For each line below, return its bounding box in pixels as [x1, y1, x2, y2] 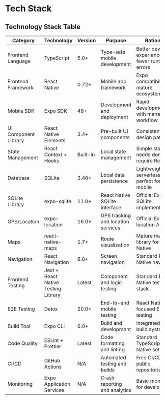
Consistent [136, 128, 161, 134]
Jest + [44, 267, 59, 274]
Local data [100, 172, 125, 178]
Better [136, 45, 151, 52]
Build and [100, 320, 123, 326]
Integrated [136, 320, 161, 326]
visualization [100, 242, 130, 248]
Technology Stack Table [5, 23, 81, 31]
